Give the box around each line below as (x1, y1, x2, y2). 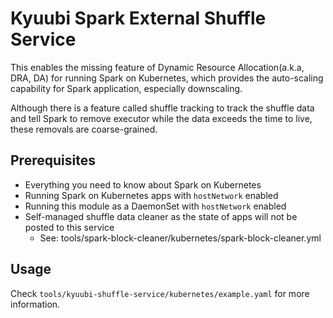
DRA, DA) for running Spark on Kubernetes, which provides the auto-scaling (10, 72, 324, 84)
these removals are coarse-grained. (10, 123, 158, 135)
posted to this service (24, 221, 115, 233)
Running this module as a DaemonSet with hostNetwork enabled (24, 200, 287, 212)
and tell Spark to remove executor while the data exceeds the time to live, (10, 112, 313, 124)
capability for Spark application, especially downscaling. (10, 82, 243, 94)
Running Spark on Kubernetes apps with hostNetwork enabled (24, 189, 279, 201)
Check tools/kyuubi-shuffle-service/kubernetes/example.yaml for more (10, 287, 310, 299)
